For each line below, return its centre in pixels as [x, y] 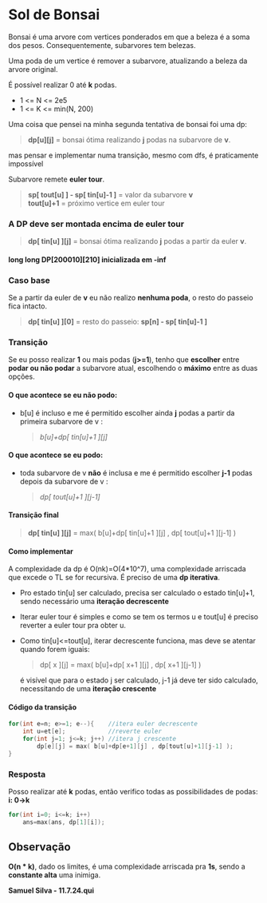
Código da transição [43, 707]
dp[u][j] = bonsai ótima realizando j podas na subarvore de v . [129, 139]
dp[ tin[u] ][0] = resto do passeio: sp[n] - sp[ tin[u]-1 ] [117, 322]
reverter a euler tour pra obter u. [73, 626]
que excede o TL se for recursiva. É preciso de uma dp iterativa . [114, 578]
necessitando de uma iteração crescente [88, 689]
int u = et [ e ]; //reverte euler [92, 732]
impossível [26, 163]
